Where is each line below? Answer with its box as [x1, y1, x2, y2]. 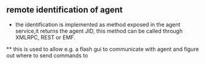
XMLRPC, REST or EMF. [15, 33, 75, 41]
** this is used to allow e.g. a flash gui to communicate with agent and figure [6, 45, 199, 53]
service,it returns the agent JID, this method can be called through [15, 27, 183, 34]
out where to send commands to [6, 51, 89, 59]
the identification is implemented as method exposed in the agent [15, 21, 181, 28]
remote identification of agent [6, 5, 123, 15]
